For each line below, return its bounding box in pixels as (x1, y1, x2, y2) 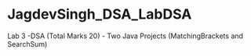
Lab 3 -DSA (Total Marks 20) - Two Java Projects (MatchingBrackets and (7, 31, 244, 40)
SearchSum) (7, 39, 48, 48)
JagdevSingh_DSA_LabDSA (7, 5, 192, 23)
